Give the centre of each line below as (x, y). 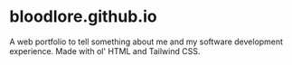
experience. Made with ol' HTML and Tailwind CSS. (105, 51)
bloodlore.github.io (83, 17)
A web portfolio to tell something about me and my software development (146, 42)
